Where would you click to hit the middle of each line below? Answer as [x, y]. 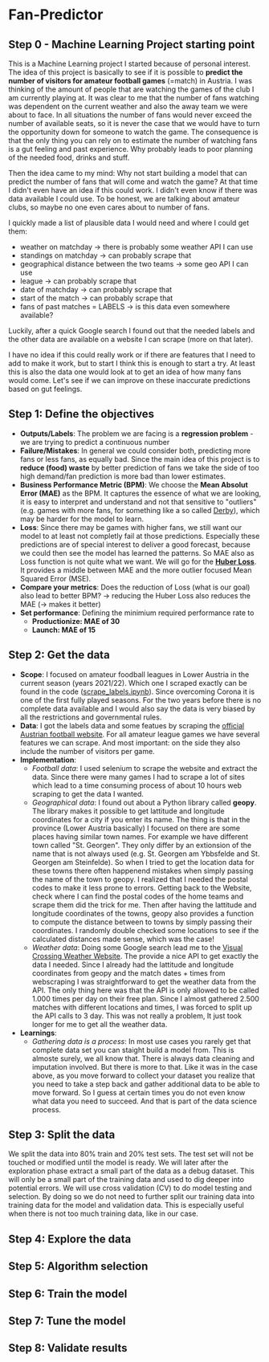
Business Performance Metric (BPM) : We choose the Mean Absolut [134, 484]
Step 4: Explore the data [70, 1239]
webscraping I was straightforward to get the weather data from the [144, 981]
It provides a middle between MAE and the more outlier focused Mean [136, 570]
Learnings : [39, 1033]
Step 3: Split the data [62, 1135]
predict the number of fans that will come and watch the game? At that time [133, 181]
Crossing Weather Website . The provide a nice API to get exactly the [145, 956]
